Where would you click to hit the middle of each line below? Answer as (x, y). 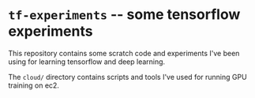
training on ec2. (34, 85)
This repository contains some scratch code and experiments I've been (124, 53)
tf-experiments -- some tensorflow (124, 15)
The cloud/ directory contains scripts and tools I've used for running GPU (127, 77)
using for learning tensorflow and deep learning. (87, 62)
